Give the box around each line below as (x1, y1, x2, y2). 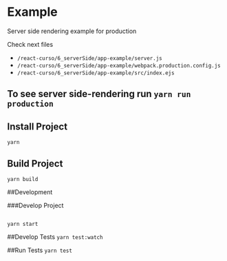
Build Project (7, 158, 63, 169)
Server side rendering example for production (7, 27, 137, 35)
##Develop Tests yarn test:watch (7, 232, 103, 241)
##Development (7, 187, 53, 196)
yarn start (7, 220, 39, 227)
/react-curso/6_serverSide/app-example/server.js (17, 54, 163, 62)
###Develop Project (7, 201, 64, 209)
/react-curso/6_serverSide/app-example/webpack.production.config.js (17, 62, 221, 69)
